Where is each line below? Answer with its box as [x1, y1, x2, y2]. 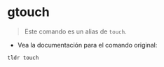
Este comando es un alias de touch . [24, 27, 128, 36]
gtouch [7, 4, 50, 20]
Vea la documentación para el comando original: [17, 40, 158, 49]
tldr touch [7, 54, 39, 61]
